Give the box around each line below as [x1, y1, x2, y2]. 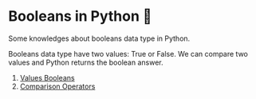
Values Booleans [19, 73, 75, 82]
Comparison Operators [19, 81, 96, 91]
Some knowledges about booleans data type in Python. [8, 34, 191, 43]
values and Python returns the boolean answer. [8, 57, 163, 67]
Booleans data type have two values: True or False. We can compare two [8, 49, 249, 58]
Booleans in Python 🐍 [8, 7, 152, 26]
